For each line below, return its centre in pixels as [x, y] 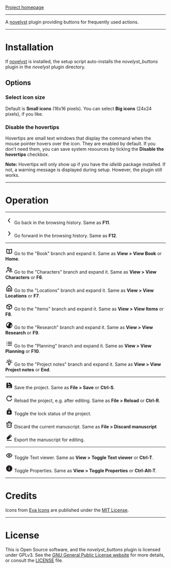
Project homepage [25, 7]
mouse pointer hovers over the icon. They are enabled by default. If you [80, 143]
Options [18, 83]
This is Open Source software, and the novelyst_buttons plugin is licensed [83, 549]
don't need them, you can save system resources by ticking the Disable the [84, 149]
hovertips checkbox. [27, 154]
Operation [27, 200]
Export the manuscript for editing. [49, 440]
